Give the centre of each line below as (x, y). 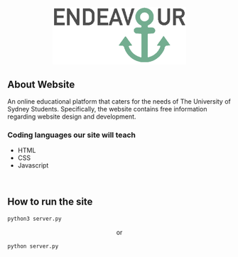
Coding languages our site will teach (72, 135)
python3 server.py (34, 219)
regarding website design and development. (72, 116)
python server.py (33, 246)
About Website (41, 84)
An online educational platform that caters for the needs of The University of (119, 102)
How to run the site (50, 201)
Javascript (33, 165)
